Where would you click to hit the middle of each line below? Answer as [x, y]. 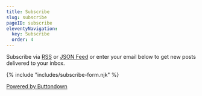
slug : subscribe [27, 17]
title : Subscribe [28, 12]
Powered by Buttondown [37, 86]
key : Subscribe [31, 34]
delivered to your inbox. [36, 63]
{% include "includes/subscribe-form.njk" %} [63, 75]
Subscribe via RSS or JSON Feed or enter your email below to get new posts [101, 57]
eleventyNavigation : [32, 28]
